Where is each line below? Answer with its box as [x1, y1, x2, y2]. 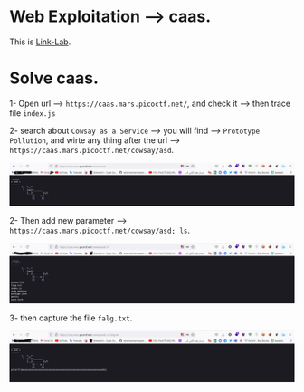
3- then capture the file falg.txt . [9, 312, 133, 323]
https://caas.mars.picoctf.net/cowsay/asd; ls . [9, 225, 191, 236]
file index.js [9, 107, 56, 119]
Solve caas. [9, 68, 100, 89]
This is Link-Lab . [9, 36, 71, 47]
